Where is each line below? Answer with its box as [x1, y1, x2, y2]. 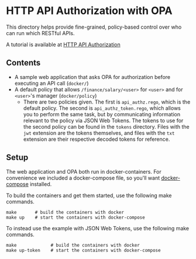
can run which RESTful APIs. [6, 29, 75, 36]
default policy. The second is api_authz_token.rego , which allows [23, 104, 181, 112]
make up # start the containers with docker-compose [6, 215, 145, 220]
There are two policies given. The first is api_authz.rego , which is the [23, 98, 191, 105]
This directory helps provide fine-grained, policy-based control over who [6, 23, 182, 30]
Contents [6, 58, 41, 68]
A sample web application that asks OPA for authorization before [14, 73, 171, 80]
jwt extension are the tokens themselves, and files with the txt [23, 129, 175, 136]
